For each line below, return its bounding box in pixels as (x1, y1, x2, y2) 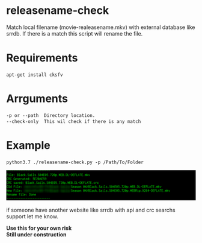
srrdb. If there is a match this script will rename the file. (6, 30, 143, 37)
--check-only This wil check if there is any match (6, 118, 141, 124)
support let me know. (6, 213, 59, 220)
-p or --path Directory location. (6, 112, 96, 118)
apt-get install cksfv (6, 72, 63, 78)
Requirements (6, 51, 78, 65)
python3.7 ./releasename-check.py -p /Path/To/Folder (6, 159, 144, 165)
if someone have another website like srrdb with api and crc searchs (6, 206, 176, 214)
